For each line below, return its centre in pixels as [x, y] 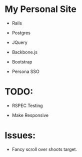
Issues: [20, 135]
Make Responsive [30, 115]
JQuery [20, 42]
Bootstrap [22, 61]
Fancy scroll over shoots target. [44, 149]
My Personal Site [41, 9]
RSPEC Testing [27, 105]
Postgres [21, 32]
